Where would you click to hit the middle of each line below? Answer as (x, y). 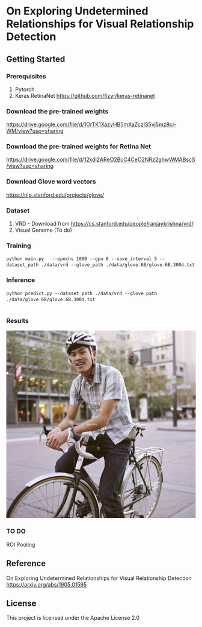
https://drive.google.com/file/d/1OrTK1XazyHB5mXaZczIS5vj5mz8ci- (91, 124)
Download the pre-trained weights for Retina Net (79, 147)
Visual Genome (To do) (43, 230)
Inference (21, 280)
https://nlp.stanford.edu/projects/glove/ (55, 195)
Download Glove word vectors (51, 182)
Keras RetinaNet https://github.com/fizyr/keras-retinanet (85, 95)
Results (17, 320)
